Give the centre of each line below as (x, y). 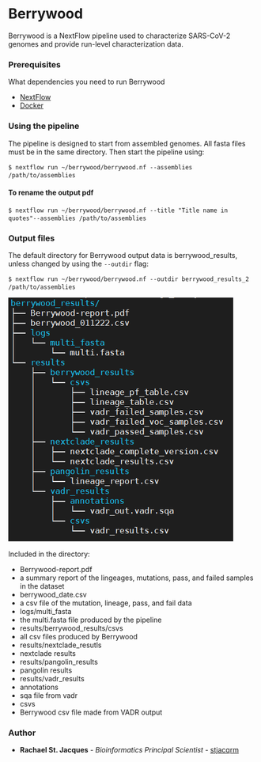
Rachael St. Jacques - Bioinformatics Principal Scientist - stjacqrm (129, 750)
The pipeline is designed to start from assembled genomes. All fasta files (127, 143)
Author (22, 733)
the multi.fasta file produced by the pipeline (91, 620)
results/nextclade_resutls (61, 645)
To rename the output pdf (51, 193)
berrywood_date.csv (53, 595)
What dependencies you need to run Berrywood (87, 82)
